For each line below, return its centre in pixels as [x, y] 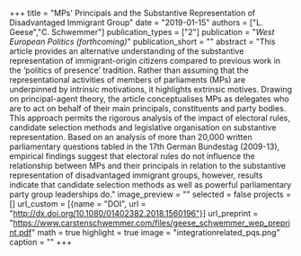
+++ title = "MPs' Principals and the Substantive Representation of [133, 13]
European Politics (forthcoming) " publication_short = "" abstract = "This [142, 41]
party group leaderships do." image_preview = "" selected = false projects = [150, 194]
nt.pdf [21, 232]
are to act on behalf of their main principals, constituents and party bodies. [148, 108]
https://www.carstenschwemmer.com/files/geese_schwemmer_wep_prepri [151, 223]
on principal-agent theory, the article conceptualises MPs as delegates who [150, 99]
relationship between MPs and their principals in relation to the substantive [147, 166]
